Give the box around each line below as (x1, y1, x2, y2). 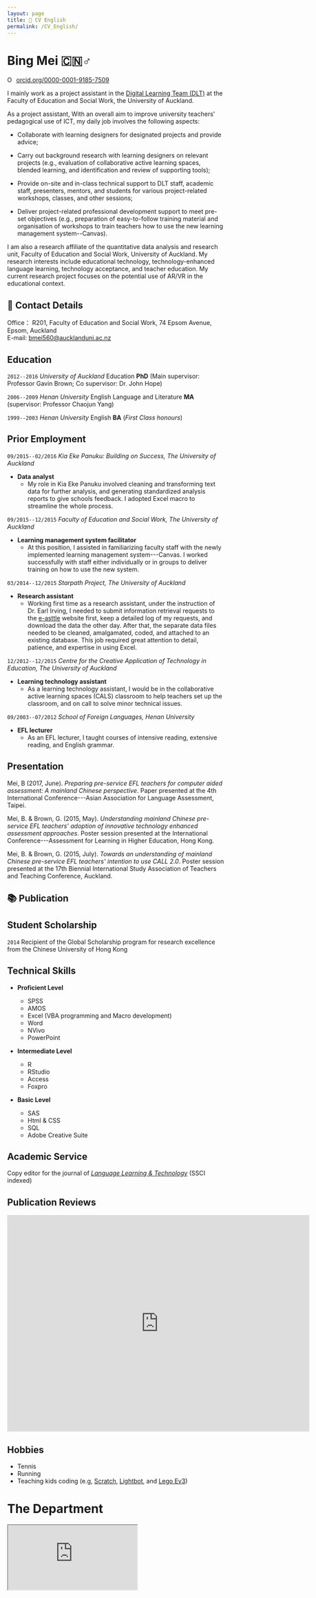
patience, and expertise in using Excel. (27, 643, 138, 651)
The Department (7, 1501, 103, 1517)
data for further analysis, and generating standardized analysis (27, 487, 206, 495)
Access (27, 1074, 50, 1083)
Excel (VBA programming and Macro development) (27, 1012, 172, 1020)
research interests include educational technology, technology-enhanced (7, 257, 215, 266)
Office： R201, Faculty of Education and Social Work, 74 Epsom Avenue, (7, 319, 212, 327)
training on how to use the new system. (27, 565, 140, 573)
